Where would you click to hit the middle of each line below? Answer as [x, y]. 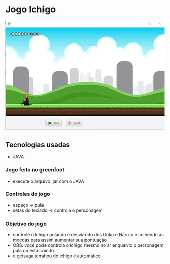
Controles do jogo [28, 194]
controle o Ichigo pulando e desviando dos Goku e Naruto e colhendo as [88, 235]
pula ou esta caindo [33, 251]
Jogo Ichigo [31, 9]
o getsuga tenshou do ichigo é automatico [56, 256]
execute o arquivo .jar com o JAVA [48, 181]
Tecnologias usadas [37, 144]
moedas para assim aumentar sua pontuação [60, 240]
